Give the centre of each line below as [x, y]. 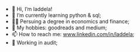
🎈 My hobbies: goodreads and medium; [59, 27]
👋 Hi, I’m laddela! [32, 9]
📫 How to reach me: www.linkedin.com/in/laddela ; [73, 34]
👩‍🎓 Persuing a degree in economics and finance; [71, 21]
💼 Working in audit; [35, 43]
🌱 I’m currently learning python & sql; [56, 15]
